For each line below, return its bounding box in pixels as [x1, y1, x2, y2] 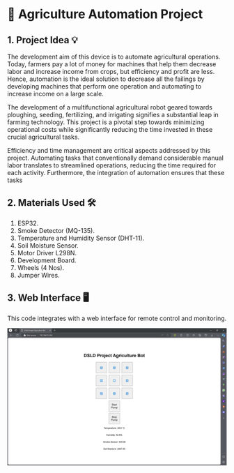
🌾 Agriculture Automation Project [7, 6, 203, 22]
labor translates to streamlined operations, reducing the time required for [7, 161, 217, 170]
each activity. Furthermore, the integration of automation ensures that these [7, 169, 225, 177]
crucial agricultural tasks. [7, 133, 80, 141]
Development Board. [17, 256, 77, 264]
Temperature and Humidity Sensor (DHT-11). [17, 234, 145, 242]
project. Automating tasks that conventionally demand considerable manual [7, 153, 224, 162]
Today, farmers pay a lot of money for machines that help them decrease [7, 60, 217, 68]
